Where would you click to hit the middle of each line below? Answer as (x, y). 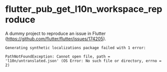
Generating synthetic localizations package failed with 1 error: (76, 48)
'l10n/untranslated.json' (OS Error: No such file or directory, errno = (83, 61)
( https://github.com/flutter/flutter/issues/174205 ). (56, 39)
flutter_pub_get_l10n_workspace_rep (84, 9)
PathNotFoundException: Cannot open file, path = (58, 56)
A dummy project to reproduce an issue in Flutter (56, 33)
